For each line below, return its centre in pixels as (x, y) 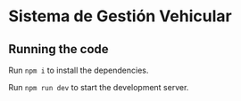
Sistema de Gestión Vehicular (120, 16)
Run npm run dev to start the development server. (99, 87)
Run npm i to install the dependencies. (79, 70)
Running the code (58, 49)
